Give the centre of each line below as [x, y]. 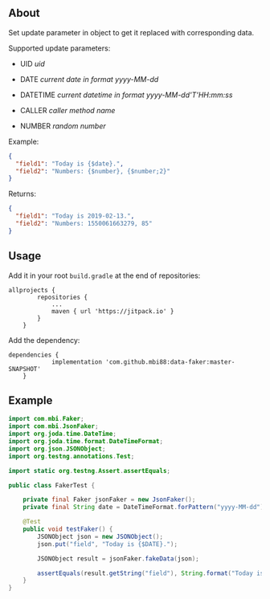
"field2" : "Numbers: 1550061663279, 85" [84, 224]
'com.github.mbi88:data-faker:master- [170, 362]
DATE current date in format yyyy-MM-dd [89, 79]
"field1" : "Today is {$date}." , [70, 164]
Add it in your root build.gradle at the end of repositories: [104, 275]
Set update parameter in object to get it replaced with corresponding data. [131, 32]
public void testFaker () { [68, 529]
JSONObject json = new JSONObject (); [100, 536]
